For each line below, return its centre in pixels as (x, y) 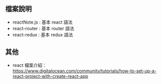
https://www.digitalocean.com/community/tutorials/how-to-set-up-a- (85, 71)
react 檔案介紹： (29, 65)
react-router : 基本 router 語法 (43, 28)
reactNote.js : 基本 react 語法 (43, 22)
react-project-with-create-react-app (50, 76)
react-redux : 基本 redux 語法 (43, 35)
